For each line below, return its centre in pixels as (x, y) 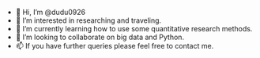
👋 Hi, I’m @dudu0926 (50, 12)
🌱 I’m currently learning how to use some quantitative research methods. (134, 29)
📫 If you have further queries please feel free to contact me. (115, 46)
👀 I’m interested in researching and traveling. (89, 20)
